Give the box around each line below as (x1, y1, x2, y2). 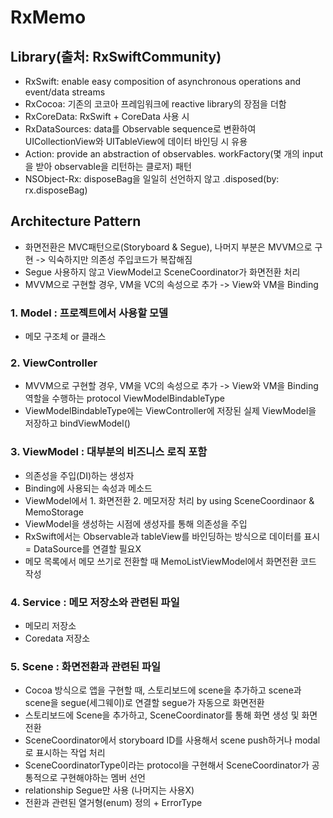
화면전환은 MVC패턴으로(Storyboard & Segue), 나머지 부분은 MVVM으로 (24, 241, 313, 253)
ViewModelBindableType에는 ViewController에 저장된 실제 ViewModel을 (24, 405, 317, 417)
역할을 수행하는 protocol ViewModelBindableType (24, 392, 226, 405)
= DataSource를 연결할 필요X (24, 542, 142, 555)
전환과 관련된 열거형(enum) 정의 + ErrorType (24, 797, 203, 809)
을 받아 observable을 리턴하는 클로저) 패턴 (24, 161, 192, 172)
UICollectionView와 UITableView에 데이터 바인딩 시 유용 (24, 136, 248, 147)
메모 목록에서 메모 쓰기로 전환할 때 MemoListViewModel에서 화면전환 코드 (24, 555, 317, 567)
